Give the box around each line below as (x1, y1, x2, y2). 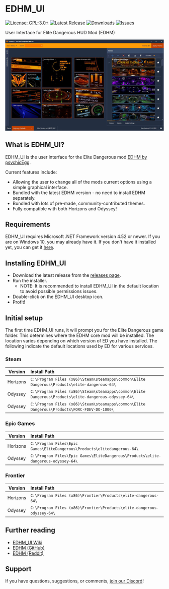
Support (5, 564, 32, 573)
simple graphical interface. (12, 184, 68, 190)
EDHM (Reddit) (12, 550, 44, 556)
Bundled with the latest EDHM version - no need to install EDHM (12, 190, 146, 196)
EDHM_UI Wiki (12, 539, 43, 545)
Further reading (5, 526, 55, 535)
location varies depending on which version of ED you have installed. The (5, 338, 157, 344)
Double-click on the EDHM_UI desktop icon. (12, 293, 104, 300)
